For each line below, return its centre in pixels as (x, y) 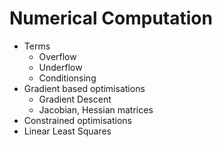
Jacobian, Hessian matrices (96, 109)
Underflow (60, 67)
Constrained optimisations (77, 120)
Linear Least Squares (67, 131)
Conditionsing (67, 78)
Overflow (57, 56)
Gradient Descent (75, 99)
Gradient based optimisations (84, 88)
